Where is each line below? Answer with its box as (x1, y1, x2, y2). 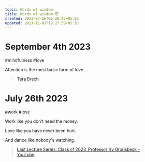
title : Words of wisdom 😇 (5, 12, 59, 16)
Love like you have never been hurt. (5, 128, 76, 133)
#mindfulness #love (5, 58, 44, 63)
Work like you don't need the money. (5, 118, 78, 124)
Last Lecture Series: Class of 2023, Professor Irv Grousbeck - (16, 147, 140, 152)
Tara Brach (16, 76, 39, 82)
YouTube (16, 152, 35, 158)
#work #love (5, 109, 30, 115)
